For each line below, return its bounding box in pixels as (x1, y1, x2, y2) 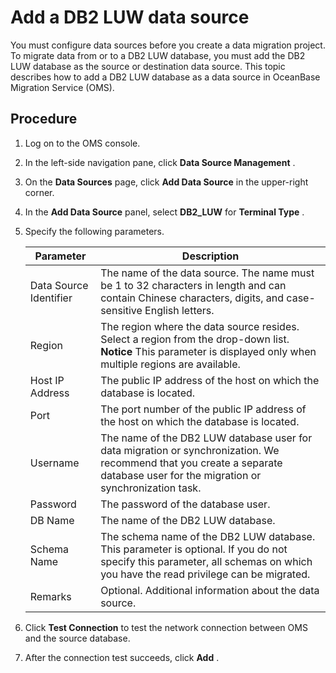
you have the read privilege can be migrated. (100, 567, 311, 581)
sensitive (100, 303, 143, 317)
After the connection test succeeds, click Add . (24, 651, 220, 663)
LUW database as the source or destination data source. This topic (10, 60, 286, 72)
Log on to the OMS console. (24, 137, 141, 149)
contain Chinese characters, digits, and (100, 291, 285, 305)
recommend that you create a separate (100, 456, 283, 470)
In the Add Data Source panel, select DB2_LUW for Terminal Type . (24, 206, 305, 218)
